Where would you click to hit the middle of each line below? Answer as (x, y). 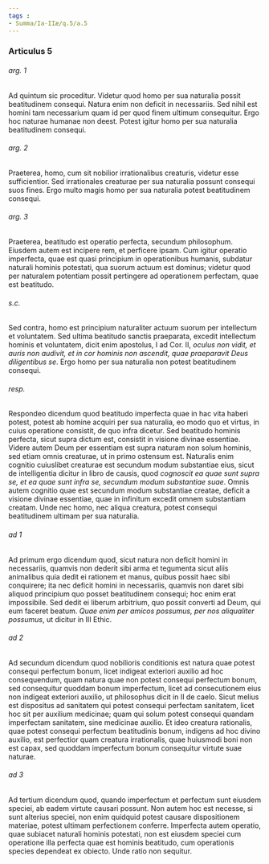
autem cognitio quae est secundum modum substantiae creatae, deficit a (129, 490)
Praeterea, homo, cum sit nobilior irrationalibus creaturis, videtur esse (124, 173)
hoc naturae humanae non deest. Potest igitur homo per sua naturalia (123, 121)
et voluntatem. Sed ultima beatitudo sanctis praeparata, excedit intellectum (132, 336)
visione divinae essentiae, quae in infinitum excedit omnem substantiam (127, 499)
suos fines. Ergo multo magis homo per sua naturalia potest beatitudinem (129, 190)
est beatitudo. (31, 285)
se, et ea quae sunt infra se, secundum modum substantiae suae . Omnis (129, 482)
